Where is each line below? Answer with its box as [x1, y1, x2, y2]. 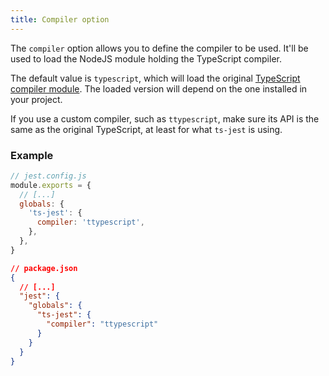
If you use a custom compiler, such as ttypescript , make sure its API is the [10, 112, 320, 125]
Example [10, 148, 54, 162]
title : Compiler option [10, 14, 110, 25]
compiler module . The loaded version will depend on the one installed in [10, 82, 308, 95]
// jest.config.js [10, 171, 87, 181]
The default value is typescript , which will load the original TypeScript [10, 72, 301, 84]
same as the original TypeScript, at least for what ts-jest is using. [10, 123, 283, 135]
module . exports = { [10, 180, 92, 190]
